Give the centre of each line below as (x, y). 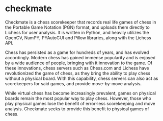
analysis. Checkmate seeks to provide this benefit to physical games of (77, 109)
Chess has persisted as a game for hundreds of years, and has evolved (77, 52)
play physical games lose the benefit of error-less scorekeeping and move (80, 103)
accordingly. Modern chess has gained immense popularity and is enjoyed (80, 57)
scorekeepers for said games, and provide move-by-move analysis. (73, 83)
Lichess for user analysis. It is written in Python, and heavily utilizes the (77, 32)
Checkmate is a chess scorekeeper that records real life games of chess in (81, 22)
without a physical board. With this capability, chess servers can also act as (82, 78)
